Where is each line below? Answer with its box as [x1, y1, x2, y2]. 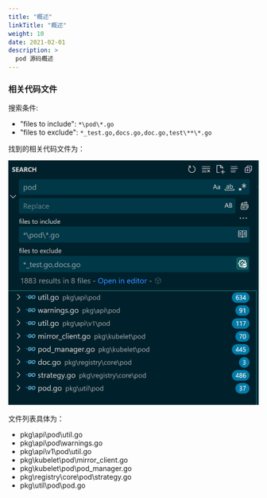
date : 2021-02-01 [8, 38, 66, 46]
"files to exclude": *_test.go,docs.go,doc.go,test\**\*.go [19, 127, 212, 137]
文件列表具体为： [8, 414, 64, 424]
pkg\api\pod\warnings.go [19, 438, 103, 448]
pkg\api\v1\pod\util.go [19, 447, 92, 457]
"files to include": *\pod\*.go [19, 120, 114, 129]
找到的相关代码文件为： [8, 144, 85, 154]
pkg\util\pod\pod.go [19, 480, 86, 490]
